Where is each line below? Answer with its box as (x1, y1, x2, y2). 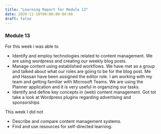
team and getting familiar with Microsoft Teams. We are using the (12, 78, 143, 84)
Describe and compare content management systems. (12, 118, 122, 124)
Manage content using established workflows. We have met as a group (12, 63, 155, 69)
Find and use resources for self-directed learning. (12, 123, 112, 129)
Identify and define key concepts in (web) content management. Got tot (12, 89, 156, 95)
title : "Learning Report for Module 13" (5, 7, 89, 12)
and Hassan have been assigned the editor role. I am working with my (12, 74, 153, 79)
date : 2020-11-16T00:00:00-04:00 (5, 12, 73, 17)
